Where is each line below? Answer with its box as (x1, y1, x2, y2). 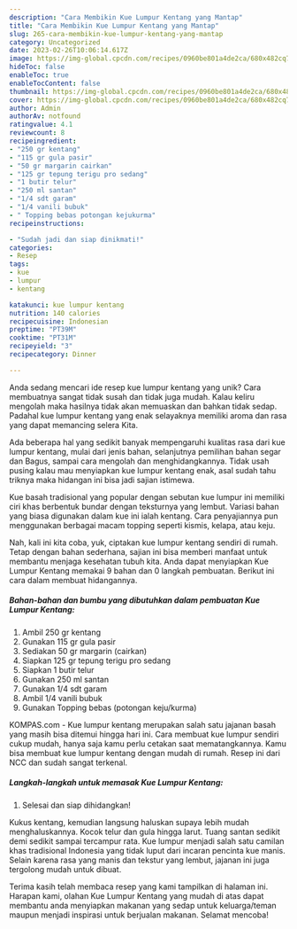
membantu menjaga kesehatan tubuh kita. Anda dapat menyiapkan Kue (9, 556, 270, 566)
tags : (9, 260, 29, 269)
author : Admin (9, 104, 62, 113)
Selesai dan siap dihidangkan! (21, 800, 131, 810)
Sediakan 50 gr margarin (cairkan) (21, 645, 148, 656)
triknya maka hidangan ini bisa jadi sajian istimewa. (9, 474, 195, 485)
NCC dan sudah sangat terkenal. (9, 757, 128, 768)
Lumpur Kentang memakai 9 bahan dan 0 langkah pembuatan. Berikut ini (9, 565, 275, 576)
